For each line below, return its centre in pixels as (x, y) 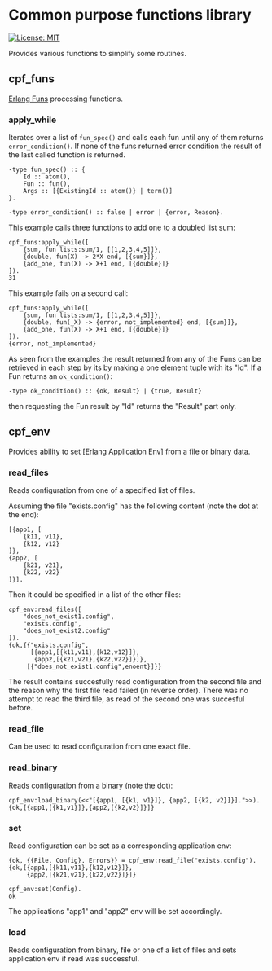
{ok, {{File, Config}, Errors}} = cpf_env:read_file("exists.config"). (132, 861)
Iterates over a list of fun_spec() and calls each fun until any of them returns (136, 138)
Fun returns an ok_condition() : (60, 376)
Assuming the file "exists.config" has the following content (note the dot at (134, 506)
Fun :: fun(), (47, 184)
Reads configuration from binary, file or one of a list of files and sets (123, 950)
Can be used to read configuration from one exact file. (100, 746)
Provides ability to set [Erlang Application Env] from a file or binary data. (129, 451)
